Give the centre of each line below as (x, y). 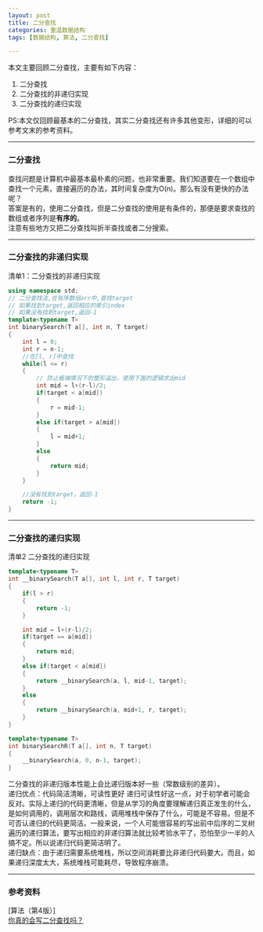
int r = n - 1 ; (43, 349)
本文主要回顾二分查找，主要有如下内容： (73, 68)
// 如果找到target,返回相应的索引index (67, 305)
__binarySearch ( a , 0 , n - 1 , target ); (82, 761)
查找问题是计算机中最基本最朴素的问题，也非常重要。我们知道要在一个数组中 (131, 178)
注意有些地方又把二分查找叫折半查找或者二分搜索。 (90, 228)
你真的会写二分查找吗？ (46, 920)
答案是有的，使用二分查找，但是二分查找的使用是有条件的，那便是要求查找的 (131, 208)
